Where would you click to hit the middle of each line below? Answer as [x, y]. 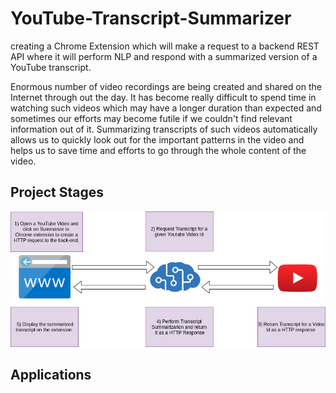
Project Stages [57, 192]
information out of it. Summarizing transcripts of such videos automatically [164, 129]
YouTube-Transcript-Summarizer [151, 18]
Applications [51, 375]
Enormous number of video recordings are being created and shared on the [166, 86]
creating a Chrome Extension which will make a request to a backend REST [165, 46]
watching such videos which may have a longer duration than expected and [166, 108]
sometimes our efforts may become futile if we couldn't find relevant [151, 118]
